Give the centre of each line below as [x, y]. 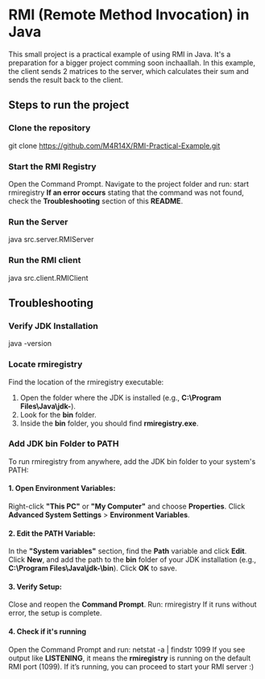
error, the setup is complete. [55, 613]
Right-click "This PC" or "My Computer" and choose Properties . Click [127, 506]
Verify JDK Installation [53, 326]
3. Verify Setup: [35, 586]
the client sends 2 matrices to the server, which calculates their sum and [129, 71]
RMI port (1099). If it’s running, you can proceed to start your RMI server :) [131, 666]
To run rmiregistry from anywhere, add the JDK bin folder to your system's [132, 461]
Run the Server [38, 221]
